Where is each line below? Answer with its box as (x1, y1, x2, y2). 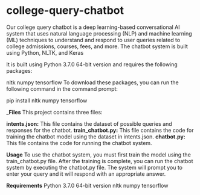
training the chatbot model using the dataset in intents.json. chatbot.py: (6, 133, 185, 140)
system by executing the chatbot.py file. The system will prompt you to (6, 164, 183, 171)
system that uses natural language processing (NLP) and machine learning (6, 29, 192, 37)
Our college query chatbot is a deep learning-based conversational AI (6, 23, 180, 31)
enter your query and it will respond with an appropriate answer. (6, 170, 166, 178)
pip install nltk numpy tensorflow (6, 97, 88, 104)
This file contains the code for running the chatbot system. (6, 139, 152, 146)
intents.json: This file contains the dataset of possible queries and (6, 120, 172, 127)
